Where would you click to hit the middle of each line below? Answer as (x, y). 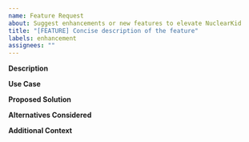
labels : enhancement (43, 38)
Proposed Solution (40, 99)
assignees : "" (32, 46)
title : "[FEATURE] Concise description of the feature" (103, 30)
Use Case (25, 84)
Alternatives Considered (50, 115)
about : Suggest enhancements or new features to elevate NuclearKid (125, 23)
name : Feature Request (46, 16)
